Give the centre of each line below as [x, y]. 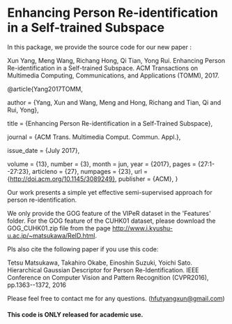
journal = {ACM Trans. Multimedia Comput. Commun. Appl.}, [94, 137]
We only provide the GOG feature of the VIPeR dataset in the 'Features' [109, 213]
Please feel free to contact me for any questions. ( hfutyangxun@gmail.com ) [116, 298]
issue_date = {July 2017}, [44, 150]
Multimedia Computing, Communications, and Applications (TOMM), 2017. [113, 75]
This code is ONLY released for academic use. [75, 314]
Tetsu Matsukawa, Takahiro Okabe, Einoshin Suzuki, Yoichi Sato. [100, 263]
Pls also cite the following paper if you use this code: [83, 249]
